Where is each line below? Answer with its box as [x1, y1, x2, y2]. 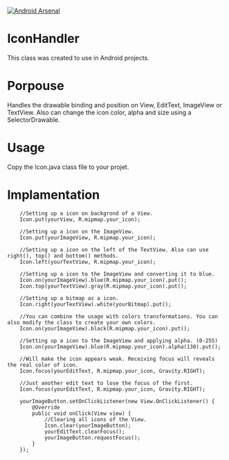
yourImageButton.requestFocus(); [44, 434, 140, 441]
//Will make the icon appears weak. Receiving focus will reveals [19, 355, 215, 362]
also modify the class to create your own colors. [7, 319, 156, 326]
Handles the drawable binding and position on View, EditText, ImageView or [7, 100, 223, 109]
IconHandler [7, 31, 80, 46]
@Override [32, 404, 60, 411]
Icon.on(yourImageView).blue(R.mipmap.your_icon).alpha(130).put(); [19, 343, 221, 350]
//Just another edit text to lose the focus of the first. [19, 380, 194, 387]
